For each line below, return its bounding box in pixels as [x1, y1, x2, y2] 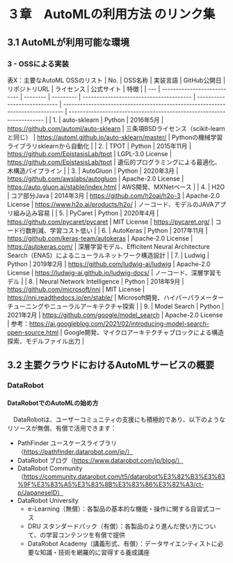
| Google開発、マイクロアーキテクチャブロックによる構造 [60, 328, 224, 337]
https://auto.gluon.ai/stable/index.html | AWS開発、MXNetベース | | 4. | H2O [7, 183, 225, 191]
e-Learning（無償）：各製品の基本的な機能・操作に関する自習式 [27, 504, 209, 513]
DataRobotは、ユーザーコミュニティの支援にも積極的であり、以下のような [13, 415, 226, 424]
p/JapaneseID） [17, 488, 64, 497]
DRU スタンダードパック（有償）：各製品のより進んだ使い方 [27, 522, 198, 530]
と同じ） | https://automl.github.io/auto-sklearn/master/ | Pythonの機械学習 [7, 133, 223, 141]
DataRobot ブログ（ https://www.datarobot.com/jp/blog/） [17, 456, 184, 465]
